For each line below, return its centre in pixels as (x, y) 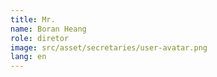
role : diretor (40, 38)
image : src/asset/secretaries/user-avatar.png (109, 47)
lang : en (28, 57)
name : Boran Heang (48, 29)
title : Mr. (33, 19)
